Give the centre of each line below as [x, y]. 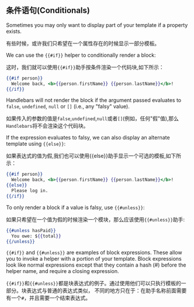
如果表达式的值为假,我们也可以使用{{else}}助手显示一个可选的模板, [86, 156]
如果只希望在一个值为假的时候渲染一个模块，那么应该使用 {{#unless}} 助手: [96, 219]
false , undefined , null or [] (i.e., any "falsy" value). [68, 107]
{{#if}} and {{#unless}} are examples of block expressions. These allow [94, 253]
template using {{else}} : [36, 144]
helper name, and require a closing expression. [63, 271]
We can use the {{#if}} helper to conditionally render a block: [81, 55]
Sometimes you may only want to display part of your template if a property [97, 25]
